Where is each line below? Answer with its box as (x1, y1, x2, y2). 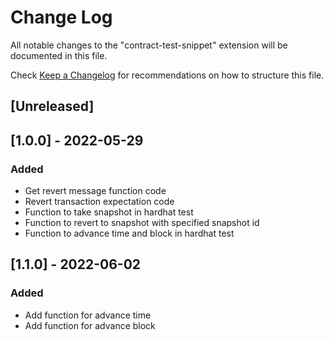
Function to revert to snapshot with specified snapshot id (24, 217, 260, 229)
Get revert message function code (24, 185, 167, 197)
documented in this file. (10, 49, 108, 61)
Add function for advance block (24, 319, 156, 331)
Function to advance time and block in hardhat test (24, 227, 235, 240)
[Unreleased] (10, 98, 95, 115)
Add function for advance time (24, 309, 152, 321)
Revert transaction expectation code (24, 196, 175, 208)
